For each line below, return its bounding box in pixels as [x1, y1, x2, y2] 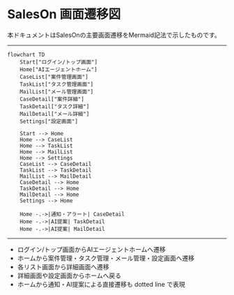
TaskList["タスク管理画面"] [19, 81, 94, 88]
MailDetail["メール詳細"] [19, 110, 90, 117]
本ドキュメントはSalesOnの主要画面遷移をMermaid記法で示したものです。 [7, 31, 221, 39]
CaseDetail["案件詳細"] [19, 96, 85, 103]
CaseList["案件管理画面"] [19, 73, 88, 80]
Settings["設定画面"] [19, 118, 79, 125]
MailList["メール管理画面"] [19, 88, 94, 95]
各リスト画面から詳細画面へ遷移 [17, 262, 109, 271]
